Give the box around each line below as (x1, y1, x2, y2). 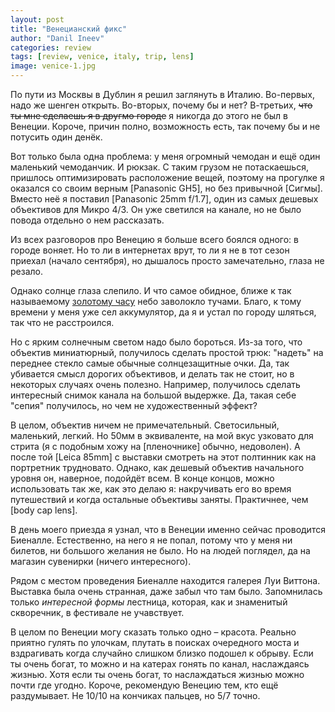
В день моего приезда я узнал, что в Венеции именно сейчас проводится (10, 524, 326, 535)
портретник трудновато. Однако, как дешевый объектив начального (10, 462, 305, 473)
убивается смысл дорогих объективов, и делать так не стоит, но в (10, 368, 295, 380)
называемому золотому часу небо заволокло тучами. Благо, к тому (10, 296, 302, 307)
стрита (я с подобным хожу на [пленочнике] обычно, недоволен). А (10, 441, 301, 452)
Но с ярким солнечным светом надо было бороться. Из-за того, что (10, 336, 303, 348)
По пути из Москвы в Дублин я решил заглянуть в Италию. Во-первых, (10, 89, 315, 100)
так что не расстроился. (10, 317, 115, 328)
